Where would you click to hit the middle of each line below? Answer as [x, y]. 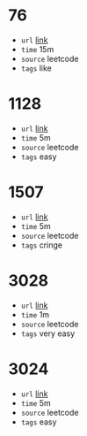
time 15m [37, 49]
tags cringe [42, 245]
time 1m [35, 314]
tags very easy [48, 333]
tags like [36, 68]
